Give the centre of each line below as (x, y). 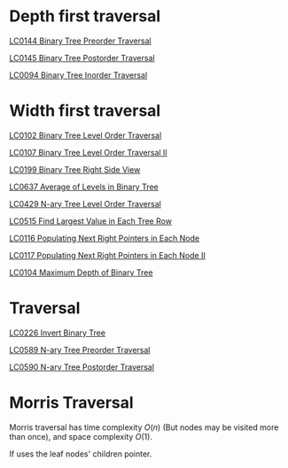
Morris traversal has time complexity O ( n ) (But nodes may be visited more (144, 427)
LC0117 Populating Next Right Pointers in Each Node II (107, 255)
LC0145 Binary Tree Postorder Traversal (82, 58)
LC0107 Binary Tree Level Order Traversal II (89, 152)
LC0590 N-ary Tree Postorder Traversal (82, 367)
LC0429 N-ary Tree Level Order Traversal (85, 203)
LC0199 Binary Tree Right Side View (75, 169)
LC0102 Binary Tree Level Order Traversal (86, 135)
